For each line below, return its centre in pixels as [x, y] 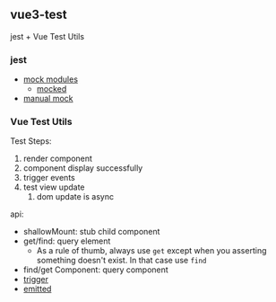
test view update [54, 187]
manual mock [48, 99]
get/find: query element [67, 241]
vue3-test [39, 15]
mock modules [51, 79]
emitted [37, 289]
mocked [52, 89]
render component [58, 159]
